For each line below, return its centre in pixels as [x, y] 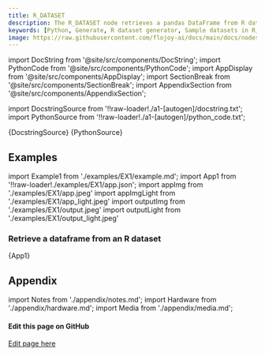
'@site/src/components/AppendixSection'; [77, 94]
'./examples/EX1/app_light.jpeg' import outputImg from [97, 201]
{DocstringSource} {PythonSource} [65, 133]
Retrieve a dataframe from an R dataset [85, 238]
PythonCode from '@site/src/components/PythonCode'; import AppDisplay [131, 69]
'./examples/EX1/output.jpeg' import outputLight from [95, 210]
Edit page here [32, 343]
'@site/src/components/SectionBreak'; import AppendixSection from [120, 85]
